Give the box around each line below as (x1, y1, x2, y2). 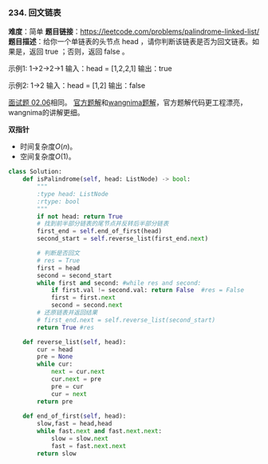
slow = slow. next (50, 434, 109, 443)
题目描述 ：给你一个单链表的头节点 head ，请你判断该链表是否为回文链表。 (8, 37, 253, 46)
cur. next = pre (50, 375, 102, 383)
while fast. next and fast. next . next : (37, 427, 162, 435)
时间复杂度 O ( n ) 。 (19, 142, 77, 151)
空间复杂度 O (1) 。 (19, 152, 76, 162)
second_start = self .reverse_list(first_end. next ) (37, 234, 209, 243)
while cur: (37, 360, 73, 369)
